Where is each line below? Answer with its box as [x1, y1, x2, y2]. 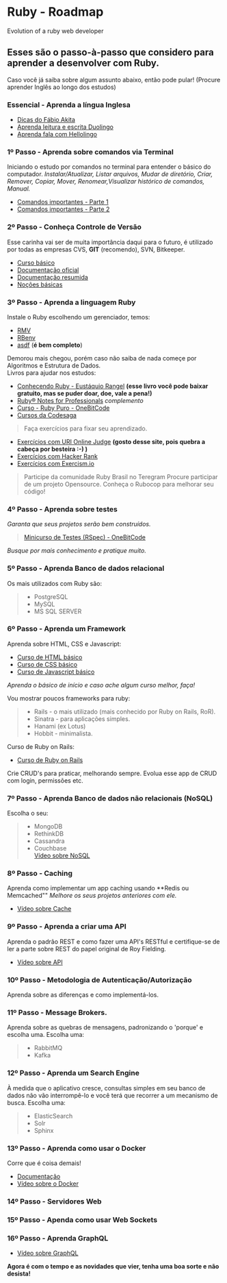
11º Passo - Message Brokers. [7, 1007, 107, 1017]
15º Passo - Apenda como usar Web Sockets [7, 1214, 158, 1224]
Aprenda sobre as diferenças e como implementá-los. [7, 991, 159, 999]
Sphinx [34, 1126, 54, 1134]
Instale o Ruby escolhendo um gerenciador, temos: [7, 313, 150, 321]
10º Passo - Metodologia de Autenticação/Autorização [7, 975, 193, 984]
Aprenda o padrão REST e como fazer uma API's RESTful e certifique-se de [7, 937, 220, 946]
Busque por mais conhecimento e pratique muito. [7, 546, 147, 555]
